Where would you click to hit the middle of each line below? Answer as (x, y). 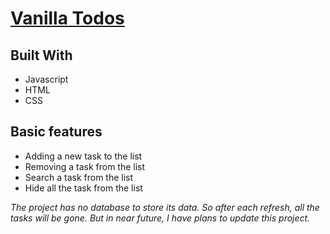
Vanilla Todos (67, 18)
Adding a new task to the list (83, 156)
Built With (41, 55)
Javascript (46, 79)
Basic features (56, 132)
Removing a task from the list (85, 166)
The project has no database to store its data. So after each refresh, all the (165, 207)
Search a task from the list (79, 177)
